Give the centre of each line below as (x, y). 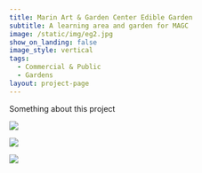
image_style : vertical (51, 51)
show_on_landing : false (53, 42)
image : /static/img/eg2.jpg (61, 34)
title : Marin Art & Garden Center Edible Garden (101, 17)
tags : (19, 59)
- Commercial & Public (59, 67)
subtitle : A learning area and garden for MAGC (99, 26)
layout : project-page (49, 83)
